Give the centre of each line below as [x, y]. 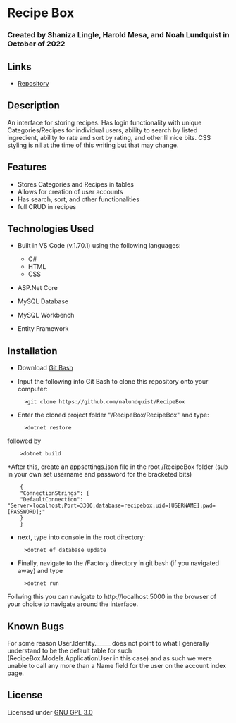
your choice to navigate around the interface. [73, 604]
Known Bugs [36, 626]
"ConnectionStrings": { [55, 493]
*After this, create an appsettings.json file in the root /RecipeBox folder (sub [118, 467]
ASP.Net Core [37, 288]
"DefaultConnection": [51, 500]
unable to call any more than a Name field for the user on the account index [117, 665]
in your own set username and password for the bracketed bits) [100, 474]
